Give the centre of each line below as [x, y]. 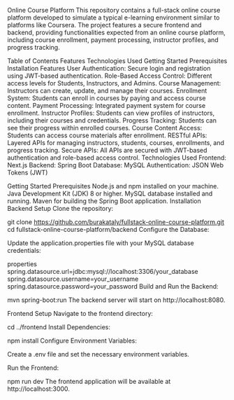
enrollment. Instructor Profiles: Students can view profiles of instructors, [111, 113]
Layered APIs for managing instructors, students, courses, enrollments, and [116, 143]
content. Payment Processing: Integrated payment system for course [107, 105]
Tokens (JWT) [28, 172]
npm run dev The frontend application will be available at [89, 381]
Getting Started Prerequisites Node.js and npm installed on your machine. [113, 186]
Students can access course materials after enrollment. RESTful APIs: [107, 135]
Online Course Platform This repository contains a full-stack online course [114, 10]
